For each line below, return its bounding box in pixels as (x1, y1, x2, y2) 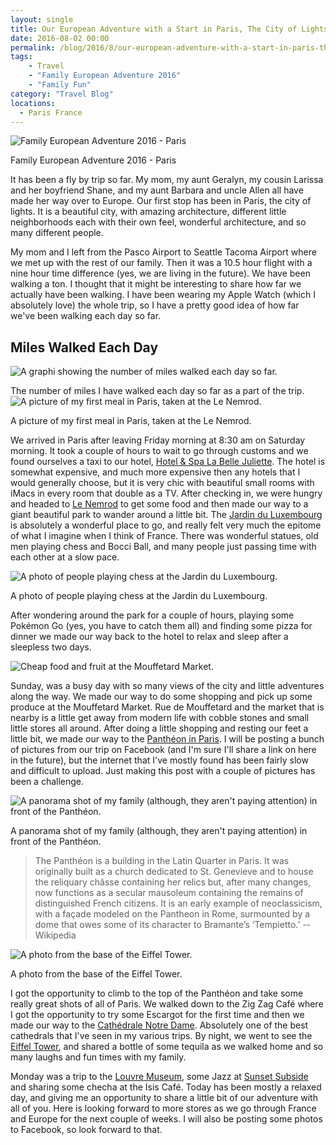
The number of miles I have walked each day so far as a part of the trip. (10, 385, 305, 397)
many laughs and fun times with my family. (10, 1051, 187, 1063)
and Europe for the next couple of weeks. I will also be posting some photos (10, 1113, 323, 1125)
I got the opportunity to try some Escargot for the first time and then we (10, 1009, 305, 1021)
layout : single (10, 14, 74, 25)
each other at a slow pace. (10, 551, 120, 563)
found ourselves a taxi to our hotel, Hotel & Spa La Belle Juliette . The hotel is (10, 456, 326, 468)
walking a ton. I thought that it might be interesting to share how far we (10, 278, 302, 290)
